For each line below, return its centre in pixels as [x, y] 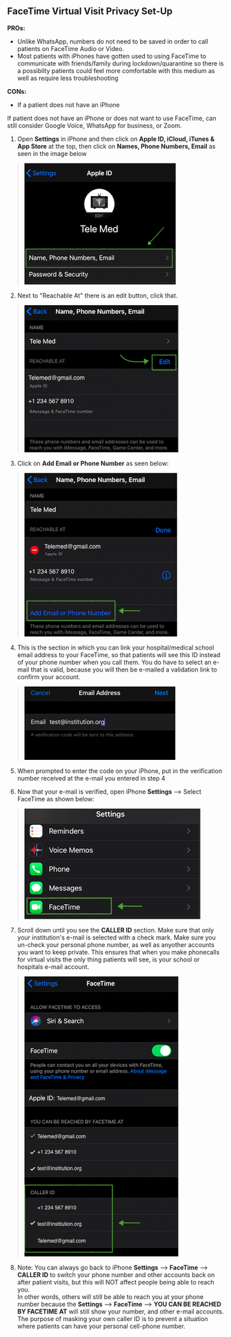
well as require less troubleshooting [68, 78]
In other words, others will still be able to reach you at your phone [110, 1296]
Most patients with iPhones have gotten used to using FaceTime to [112, 56]
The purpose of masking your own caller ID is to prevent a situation [112, 1318]
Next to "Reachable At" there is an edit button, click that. [97, 295]
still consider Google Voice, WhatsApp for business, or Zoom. [94, 125]
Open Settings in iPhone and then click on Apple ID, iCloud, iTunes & [116, 139]
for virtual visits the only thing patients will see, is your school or [108, 959]
